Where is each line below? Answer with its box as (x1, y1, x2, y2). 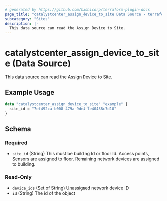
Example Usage (5, 88, 55, 97)
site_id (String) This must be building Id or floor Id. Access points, (12, 151, 149, 157)
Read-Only (5, 174, 32, 181)
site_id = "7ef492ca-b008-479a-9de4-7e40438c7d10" (9, 106, 117, 111)
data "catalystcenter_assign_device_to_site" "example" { (5, 101, 128, 107)
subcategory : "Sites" (5, 16, 50, 21)
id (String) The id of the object (12, 190, 76, 196)
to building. (12, 161, 36, 167)
